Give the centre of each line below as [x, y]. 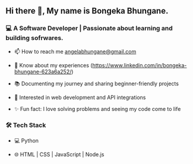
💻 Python [26, 140]
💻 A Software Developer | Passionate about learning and [89, 29]
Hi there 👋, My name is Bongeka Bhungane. [87, 11]
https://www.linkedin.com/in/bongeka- [140, 65]
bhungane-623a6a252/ [43, 72]
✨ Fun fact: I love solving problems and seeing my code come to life [97, 109]
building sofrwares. [34, 38]
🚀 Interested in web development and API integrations [80, 97]
